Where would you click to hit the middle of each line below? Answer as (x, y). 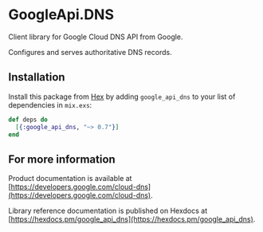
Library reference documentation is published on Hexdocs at (108, 211)
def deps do (28, 120)
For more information (62, 159)
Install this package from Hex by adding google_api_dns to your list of (122, 96)
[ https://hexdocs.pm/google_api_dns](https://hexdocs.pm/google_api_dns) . (132, 219)
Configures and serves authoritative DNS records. (90, 52)
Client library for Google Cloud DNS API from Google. (96, 37)
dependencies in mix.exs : (50, 104)
